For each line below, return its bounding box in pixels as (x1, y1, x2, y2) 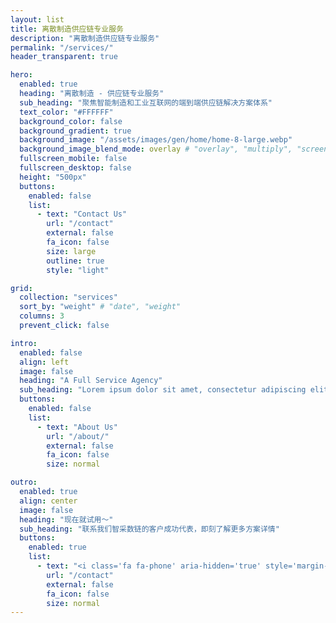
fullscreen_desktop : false (19, 163, 132, 173)
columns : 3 (19, 311, 65, 321)
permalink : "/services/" (10, 42, 114, 53)
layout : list (10, 14, 65, 25)
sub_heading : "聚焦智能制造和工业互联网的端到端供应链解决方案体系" (19, 97, 273, 108)
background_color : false (19, 116, 123, 126)
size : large (46, 246, 97, 256)
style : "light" (46, 265, 110, 275)
